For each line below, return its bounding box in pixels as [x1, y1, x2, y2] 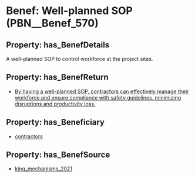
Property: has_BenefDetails [6, 40, 110, 50]
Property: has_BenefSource [6, 150, 110, 160]
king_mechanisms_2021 [14, 165, 72, 172]
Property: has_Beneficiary [6, 117, 105, 127]
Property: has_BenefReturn [6, 72, 109, 83]
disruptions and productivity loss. [14, 100, 96, 107]
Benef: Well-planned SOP [6, 4, 133, 18]
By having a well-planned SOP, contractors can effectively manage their [14, 88, 189, 95]
